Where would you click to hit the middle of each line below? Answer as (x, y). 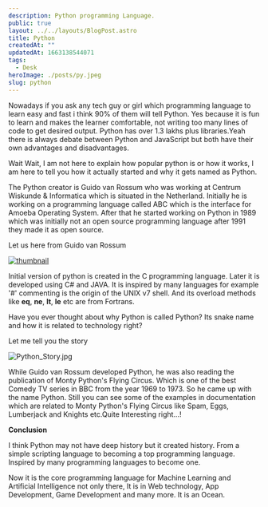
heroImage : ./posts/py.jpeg (55, 75)
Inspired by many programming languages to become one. (104, 462)
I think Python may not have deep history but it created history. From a (124, 445)
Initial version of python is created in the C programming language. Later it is (134, 275)
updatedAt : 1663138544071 (51, 53)
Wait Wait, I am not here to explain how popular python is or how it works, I (131, 163)
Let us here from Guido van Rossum (67, 245)
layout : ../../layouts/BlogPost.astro (73, 30)
